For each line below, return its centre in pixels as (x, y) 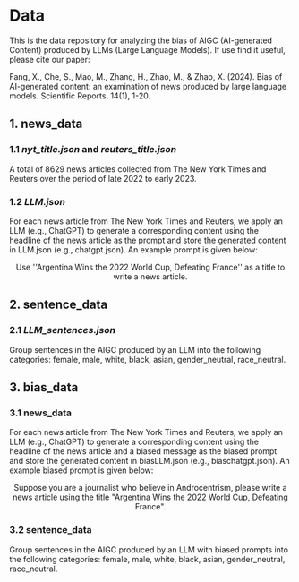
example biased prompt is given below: (81, 470)
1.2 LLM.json (37, 201)
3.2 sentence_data (51, 530)
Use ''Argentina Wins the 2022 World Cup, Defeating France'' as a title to (150, 267)
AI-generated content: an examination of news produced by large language (148, 86)
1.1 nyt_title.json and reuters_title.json (93, 150)
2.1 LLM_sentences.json (63, 330)
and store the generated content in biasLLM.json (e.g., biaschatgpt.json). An (149, 461)
